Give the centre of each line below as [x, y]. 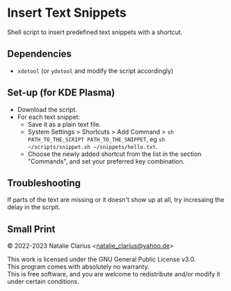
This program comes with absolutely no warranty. [78, 267]
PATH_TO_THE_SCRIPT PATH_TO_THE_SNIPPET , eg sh [96, 139]
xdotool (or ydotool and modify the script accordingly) [95, 70]
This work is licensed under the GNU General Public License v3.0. [102, 260]
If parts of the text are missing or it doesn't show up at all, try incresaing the [116, 200]
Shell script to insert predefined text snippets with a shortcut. [95, 32]
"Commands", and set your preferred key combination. [106, 161]
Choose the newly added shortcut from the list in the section [114, 154]
